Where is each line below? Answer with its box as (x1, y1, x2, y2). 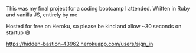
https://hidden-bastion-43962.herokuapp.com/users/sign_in (6, 41, 153, 47)
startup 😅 (6, 29, 31, 36)
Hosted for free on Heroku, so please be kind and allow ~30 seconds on (6, 23, 182, 29)
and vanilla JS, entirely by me (6, 11, 78, 18)
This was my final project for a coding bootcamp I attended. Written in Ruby (6, 5, 190, 12)
